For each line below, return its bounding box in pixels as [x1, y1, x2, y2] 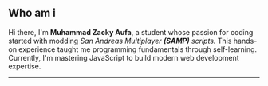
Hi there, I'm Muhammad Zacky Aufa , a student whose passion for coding [8, 27, 254, 37]
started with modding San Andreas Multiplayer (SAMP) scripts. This [8, 36, 232, 45]
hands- [233, 36, 258, 45]
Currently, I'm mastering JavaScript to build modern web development [8, 53, 239, 62]
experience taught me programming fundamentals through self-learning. [18, 44, 258, 54]
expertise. [8, 61, 41, 71]
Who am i [8, 6, 56, 20]
